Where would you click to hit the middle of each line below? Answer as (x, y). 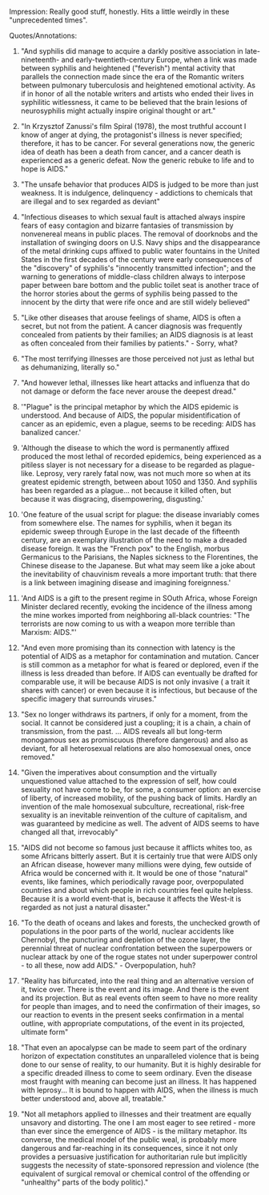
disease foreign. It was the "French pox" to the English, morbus (125, 549)
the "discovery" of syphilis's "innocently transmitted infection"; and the (138, 268)
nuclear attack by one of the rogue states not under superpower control (139, 957)
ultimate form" (44, 1032)
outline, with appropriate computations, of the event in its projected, (132, 1023)
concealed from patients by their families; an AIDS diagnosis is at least (137, 335)
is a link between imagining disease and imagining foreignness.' (126, 583)
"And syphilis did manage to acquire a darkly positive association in (132, 51)
